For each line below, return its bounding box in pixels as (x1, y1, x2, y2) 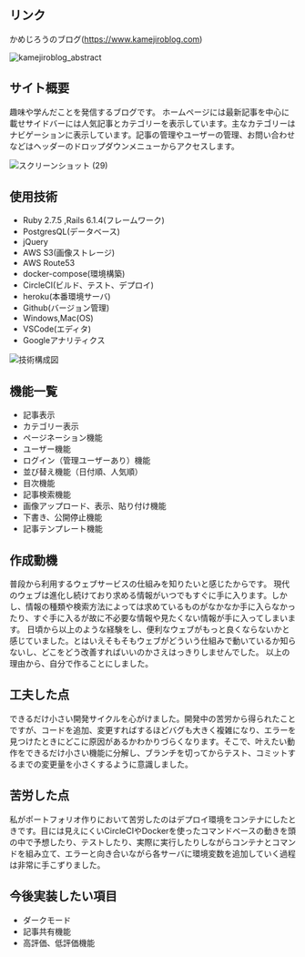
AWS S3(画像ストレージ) (22, 248, 116, 259)
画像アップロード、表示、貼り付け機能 (22, 501, 167, 512)
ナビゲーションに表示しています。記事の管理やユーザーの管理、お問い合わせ (9, 129, 296, 140)
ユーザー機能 (22, 443, 71, 454)
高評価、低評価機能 (22, 937, 96, 948)
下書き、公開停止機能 (22, 512, 103, 523)
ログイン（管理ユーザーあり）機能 (22, 455, 151, 466)
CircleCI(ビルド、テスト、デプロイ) (22, 280, 155, 290)
